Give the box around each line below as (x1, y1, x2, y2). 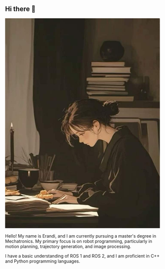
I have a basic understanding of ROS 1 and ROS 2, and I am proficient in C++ (5, 253, 160, 259)
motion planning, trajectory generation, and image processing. (5, 243, 132, 249)
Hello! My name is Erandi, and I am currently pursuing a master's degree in (5, 233, 156, 239)
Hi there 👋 (5, 5, 36, 13)
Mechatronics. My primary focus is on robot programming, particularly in (5, 239, 152, 244)
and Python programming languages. (5, 258, 80, 264)
